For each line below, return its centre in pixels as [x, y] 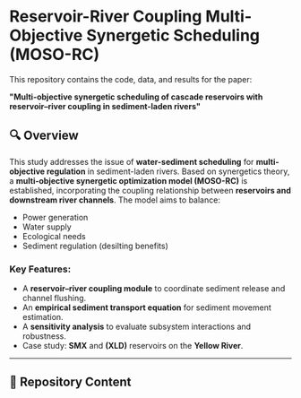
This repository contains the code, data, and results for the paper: [131, 79]
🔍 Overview [44, 136]
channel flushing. [54, 298]
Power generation [55, 217]
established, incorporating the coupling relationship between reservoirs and [150, 190]
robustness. [44, 336]
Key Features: [40, 269]
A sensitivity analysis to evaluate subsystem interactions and [137, 327]
